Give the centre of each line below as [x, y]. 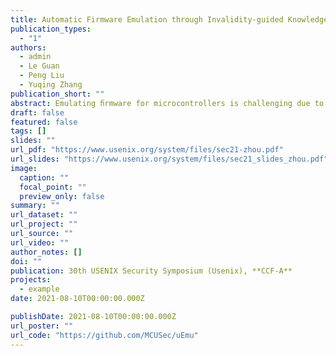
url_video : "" [40, 242]
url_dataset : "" [44, 215]
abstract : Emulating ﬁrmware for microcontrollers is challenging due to [167, 103]
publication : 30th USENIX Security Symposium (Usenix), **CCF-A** [151, 271]
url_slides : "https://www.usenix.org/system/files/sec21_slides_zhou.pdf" [169, 159]
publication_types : [51, 29]
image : [24, 168]
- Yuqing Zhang [51, 85]
